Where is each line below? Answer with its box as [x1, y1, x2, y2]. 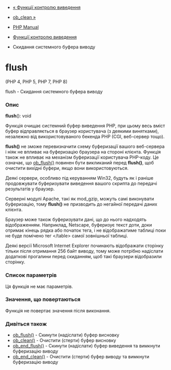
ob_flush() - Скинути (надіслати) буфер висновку [12, 332, 119, 338]
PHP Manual [12, 24, 39, 30]
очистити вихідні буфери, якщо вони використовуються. [5, 165, 129, 171]
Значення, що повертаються [5, 296, 81, 303]
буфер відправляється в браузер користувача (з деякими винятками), [5, 128, 159, 134]
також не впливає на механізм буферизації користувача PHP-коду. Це [5, 154, 159, 160]
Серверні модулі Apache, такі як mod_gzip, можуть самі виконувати [5, 196, 154, 202]
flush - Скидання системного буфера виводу [5, 88, 103, 94]
